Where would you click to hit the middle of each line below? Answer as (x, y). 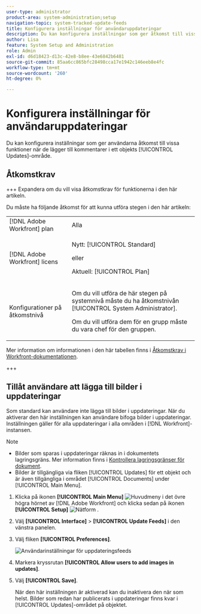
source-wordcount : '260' (37, 73)
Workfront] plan (31, 229)
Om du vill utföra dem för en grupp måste (129, 322)
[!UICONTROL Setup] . (57, 509)
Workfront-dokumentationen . (42, 356)
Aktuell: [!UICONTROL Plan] (111, 271)
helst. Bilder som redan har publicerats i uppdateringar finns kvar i (96, 598)
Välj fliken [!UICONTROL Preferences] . (63, 539)
